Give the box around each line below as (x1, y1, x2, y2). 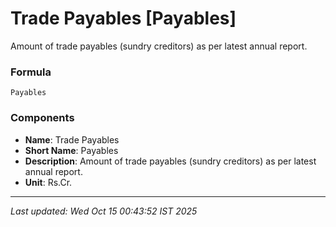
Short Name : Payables (24, 144, 119, 156)
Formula (10, 65, 52, 79)
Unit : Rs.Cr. (24, 176, 73, 188)
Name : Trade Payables (24, 133, 120, 146)
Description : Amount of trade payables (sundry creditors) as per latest (24, 155, 317, 167)
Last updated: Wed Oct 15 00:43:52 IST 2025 (10, 205, 198, 217)
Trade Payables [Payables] (10, 7, 237, 30)
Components (10, 111, 75, 125)
